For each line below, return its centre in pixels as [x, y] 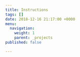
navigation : [22, 28]
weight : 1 [25, 33]
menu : [11, 24]
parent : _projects [33, 38]
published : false [23, 42]
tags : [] [14, 14]
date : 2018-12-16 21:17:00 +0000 [40, 19]
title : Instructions [27, 10]
